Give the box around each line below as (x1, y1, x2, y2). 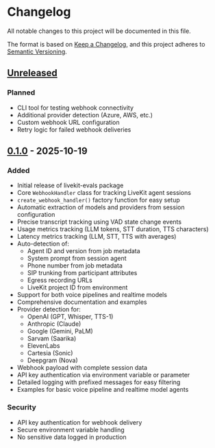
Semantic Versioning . (7, 47, 67, 56)
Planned (7, 88, 36, 97)
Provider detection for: (16, 305, 81, 314)
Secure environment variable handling (16, 425, 125, 434)
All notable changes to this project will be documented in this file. (7, 27, 192, 35)
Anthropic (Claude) (27, 320, 81, 328)
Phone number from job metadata (27, 261, 123, 270)
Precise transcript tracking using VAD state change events (16, 217, 182, 226)
